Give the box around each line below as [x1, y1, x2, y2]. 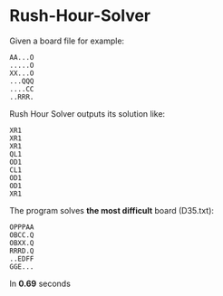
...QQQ [9, 76, 34, 86]
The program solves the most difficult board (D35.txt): [9, 205, 215, 215]
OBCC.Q [9, 230, 34, 240]
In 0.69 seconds [9, 278, 71, 289]
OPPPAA [9, 223, 34, 232]
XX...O [9, 69, 34, 78]
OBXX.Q [9, 238, 34, 247]
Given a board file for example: [9, 35, 125, 46]
